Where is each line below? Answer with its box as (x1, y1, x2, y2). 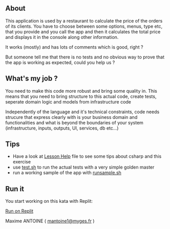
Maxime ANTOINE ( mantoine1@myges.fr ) (5, 218, 95, 224)
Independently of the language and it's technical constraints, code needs (5, 109, 160, 115)
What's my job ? (5, 74, 58, 83)
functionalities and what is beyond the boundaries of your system (5, 119, 143, 126)
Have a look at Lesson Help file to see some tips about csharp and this (12, 153, 162, 159)
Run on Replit (5, 208, 34, 214)
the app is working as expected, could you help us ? (5, 59, 115, 66)
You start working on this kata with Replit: (5, 198, 93, 204)
